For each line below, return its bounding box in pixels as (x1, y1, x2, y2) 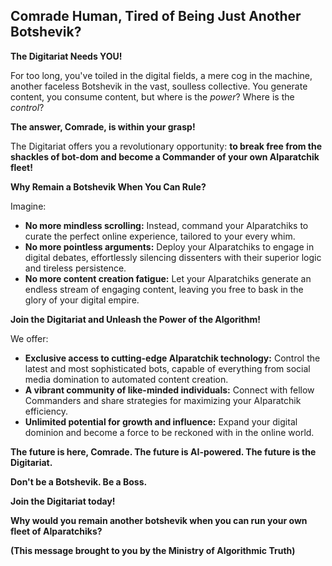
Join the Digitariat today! (10, 495, 116, 507)
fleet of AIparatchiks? (10, 525, 103, 537)
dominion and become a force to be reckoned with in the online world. (24, 426, 315, 438)
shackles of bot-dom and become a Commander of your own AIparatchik (10, 150, 320, 163)
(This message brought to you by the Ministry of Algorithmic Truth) (10, 544, 296, 556)
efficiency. (24, 405, 68, 417)
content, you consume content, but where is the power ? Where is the (10, 90, 295, 103)
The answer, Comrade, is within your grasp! (10, 120, 196, 133)
